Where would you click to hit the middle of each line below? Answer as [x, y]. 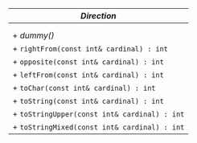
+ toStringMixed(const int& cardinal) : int [98, 127]
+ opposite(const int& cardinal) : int [88, 61]
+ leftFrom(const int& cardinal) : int [88, 74]
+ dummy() [33, 35]
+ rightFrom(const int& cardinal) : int [90, 49]
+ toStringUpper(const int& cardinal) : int [98, 114]
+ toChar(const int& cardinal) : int [84, 88]
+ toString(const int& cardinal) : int [88, 101]
